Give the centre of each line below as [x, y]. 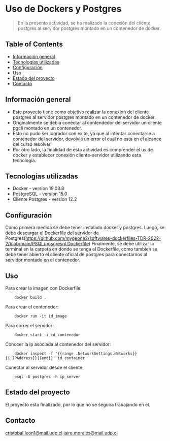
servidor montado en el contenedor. [43, 260]
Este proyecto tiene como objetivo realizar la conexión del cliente [81, 112]
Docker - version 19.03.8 [38, 188]
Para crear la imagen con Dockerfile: [44, 288]
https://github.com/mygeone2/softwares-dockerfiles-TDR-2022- [93, 238]
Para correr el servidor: [30, 325]
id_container [71, 358]
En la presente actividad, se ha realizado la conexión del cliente [84, 23]
